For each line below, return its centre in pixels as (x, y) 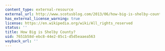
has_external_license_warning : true (42, 18)
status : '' (16, 28)
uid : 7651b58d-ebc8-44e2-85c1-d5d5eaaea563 (50, 37)
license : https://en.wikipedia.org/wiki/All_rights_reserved (69, 23)
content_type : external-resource (39, 9)
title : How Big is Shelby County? (41, 32)
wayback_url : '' (22, 41)
